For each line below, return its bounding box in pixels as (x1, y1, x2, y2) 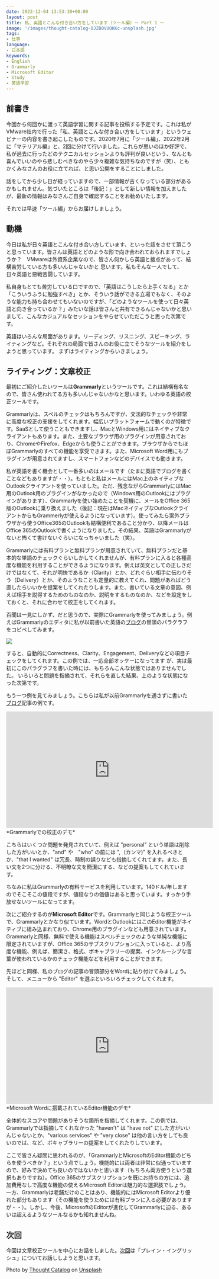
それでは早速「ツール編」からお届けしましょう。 (6, 205, 125, 212)
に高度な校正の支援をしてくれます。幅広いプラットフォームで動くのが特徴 (6, 418, 187, 425)
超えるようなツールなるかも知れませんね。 (16, 1211, 120, 1218)
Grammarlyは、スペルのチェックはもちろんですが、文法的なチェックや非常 (6, 411, 188, 418)
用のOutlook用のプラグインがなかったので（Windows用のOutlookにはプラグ (6, 490, 191, 497)
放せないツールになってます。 (6, 898, 78, 905)
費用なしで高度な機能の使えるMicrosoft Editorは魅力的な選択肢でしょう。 (11, 1181, 189, 1188)
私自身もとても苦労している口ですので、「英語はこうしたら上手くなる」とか (6, 283, 189, 290)
